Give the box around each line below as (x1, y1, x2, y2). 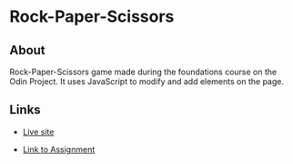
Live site (22, 126, 55, 137)
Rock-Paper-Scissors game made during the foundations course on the (9, 66, 278, 77)
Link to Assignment (22, 143, 96, 155)
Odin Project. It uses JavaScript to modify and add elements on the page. (9, 76, 285, 87)
